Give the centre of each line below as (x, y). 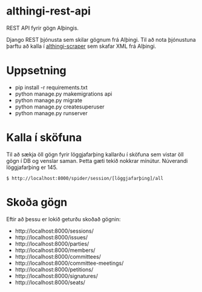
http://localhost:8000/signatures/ (56, 276)
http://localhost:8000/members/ (55, 250)
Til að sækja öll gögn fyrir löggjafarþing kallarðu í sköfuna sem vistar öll (95, 154)
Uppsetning (36, 71)
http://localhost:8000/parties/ (52, 244)
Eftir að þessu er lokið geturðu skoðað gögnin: (64, 219)
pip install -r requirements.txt (51, 87)
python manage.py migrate (49, 100)
